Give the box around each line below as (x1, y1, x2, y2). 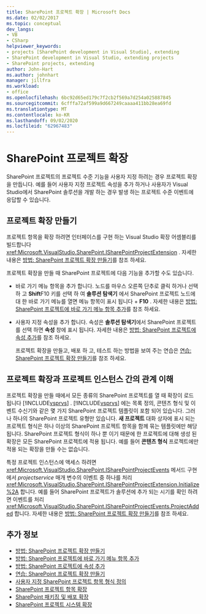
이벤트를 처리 (12, 495, 45, 503)
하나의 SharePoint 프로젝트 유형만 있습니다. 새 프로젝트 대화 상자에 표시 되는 (12, 414, 196, 422)
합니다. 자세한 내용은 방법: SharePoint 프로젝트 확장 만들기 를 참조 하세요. (14, 510, 189, 517)
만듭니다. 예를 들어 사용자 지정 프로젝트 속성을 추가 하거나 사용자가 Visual (12, 181, 188, 188)
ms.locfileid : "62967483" (6, 123, 72, 130)
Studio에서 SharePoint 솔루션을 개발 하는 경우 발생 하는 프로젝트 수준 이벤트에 (6, 188, 194, 196)
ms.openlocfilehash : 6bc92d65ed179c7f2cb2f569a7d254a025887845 (6, 95, 172, 101)
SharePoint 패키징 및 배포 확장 (15, 593, 89, 600)
